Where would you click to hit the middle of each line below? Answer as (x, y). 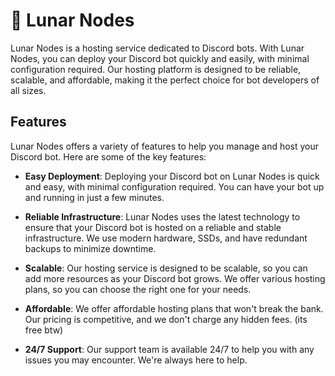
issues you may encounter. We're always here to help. (136, 360)
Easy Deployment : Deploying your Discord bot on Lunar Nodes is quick (172, 176)
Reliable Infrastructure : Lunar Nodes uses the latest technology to (162, 216)
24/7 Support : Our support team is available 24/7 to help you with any (169, 349)
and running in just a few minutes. (94, 197)
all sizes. (28, 90)
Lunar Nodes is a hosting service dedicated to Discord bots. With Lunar (157, 48)
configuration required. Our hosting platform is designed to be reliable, (156, 69)
